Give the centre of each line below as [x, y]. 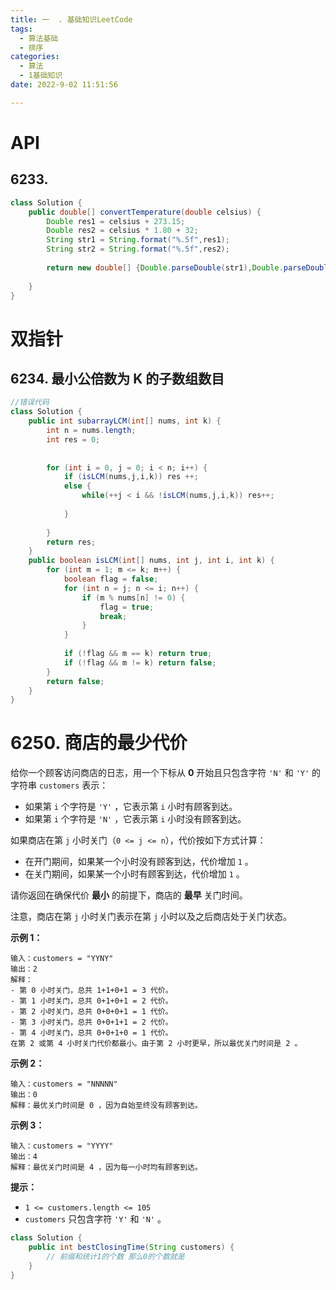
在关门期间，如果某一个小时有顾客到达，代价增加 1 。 [134, 874]
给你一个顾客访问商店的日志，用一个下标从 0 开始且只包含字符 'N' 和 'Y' [160, 773]
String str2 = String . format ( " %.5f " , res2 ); [138, 249]
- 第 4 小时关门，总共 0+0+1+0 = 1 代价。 [91, 1033]
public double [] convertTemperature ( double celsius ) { [145, 212]
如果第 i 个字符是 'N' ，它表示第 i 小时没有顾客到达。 [135, 819]
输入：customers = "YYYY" [62, 1146]
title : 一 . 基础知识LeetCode [71, 19]
